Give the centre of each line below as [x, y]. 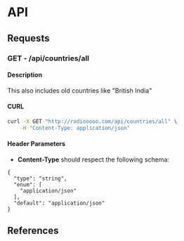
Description [25, 75]
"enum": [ [28, 184]
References [33, 231]
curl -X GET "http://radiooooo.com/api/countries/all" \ [92, 121]
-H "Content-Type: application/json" [75, 128]
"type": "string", [41, 178]
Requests [28, 38]
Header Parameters [36, 144]
